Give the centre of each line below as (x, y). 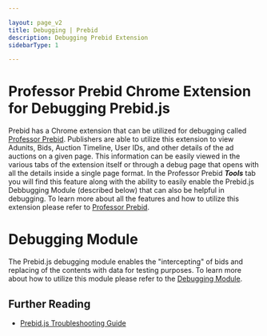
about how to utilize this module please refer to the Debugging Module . (126, 279)
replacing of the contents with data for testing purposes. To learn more (125, 270)
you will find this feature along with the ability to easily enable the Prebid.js (131, 182)
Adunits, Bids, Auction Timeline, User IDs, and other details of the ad (121, 148)
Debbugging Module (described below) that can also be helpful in (117, 190)
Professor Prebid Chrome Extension (130, 92)
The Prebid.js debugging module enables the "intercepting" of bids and (126, 262)
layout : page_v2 (35, 22)
